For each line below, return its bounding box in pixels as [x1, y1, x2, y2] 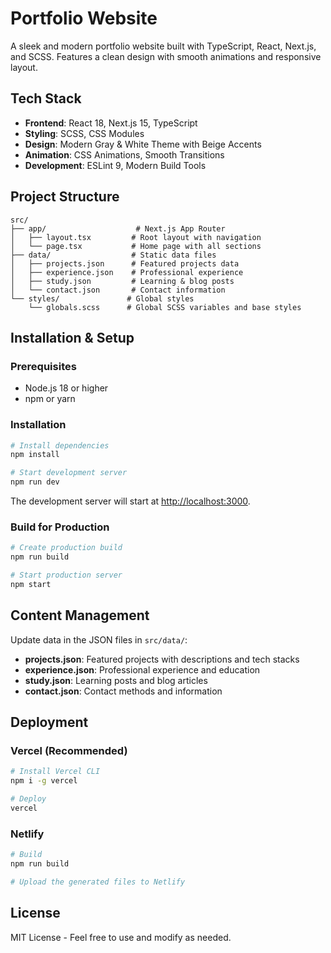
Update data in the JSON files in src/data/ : [10, 633, 188, 646]
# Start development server [10, 468, 128, 478]
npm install [10, 450, 60, 460]
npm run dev [10, 477, 60, 487]
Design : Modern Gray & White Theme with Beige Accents [24, 138, 262, 150]
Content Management [10, 607, 150, 624]
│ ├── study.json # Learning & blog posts [10, 276, 235, 286]
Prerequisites [10, 359, 77, 373]
